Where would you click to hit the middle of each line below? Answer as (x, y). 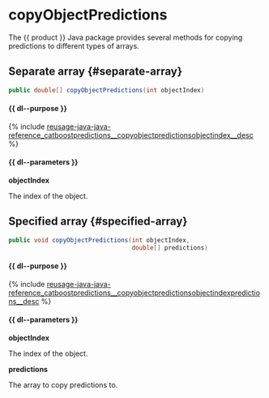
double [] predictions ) (170, 248)
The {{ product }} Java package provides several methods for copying (126, 37)
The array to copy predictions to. (63, 385)
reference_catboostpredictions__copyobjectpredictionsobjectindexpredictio (134, 293)
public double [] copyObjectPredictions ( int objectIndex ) (107, 90)
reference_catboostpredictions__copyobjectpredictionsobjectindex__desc (131, 135)
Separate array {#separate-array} (96, 72)
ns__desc (24, 301)
